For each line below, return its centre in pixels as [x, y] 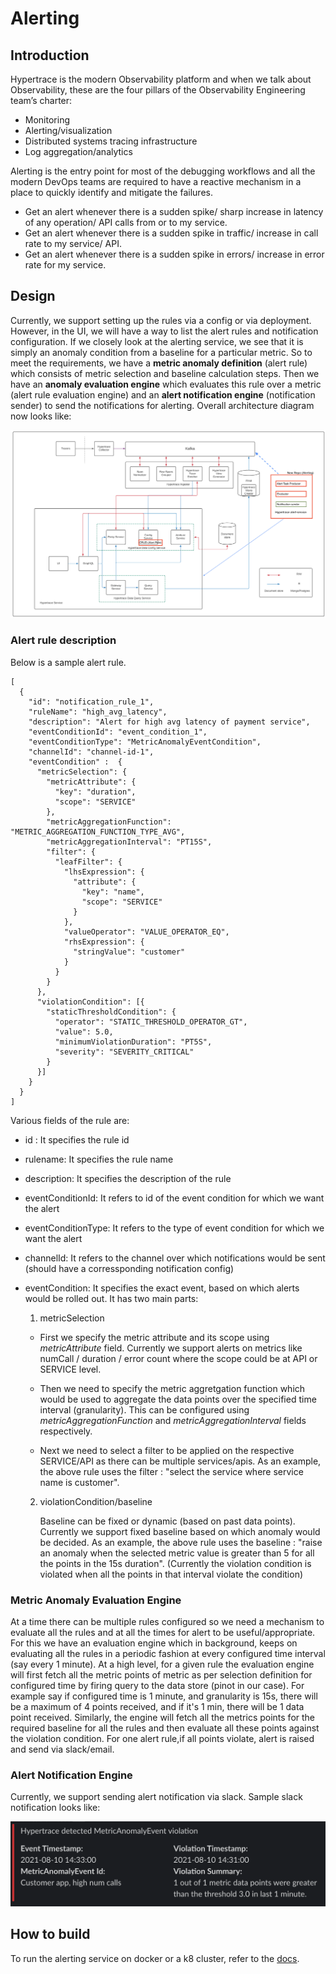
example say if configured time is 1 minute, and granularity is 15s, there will [164, 1696]
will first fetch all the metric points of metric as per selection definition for [161, 1675]
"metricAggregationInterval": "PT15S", [129, 842]
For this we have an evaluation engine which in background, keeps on [154, 1643]
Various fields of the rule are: [70, 1120]
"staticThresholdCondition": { [111, 1012]
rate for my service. [65, 265]
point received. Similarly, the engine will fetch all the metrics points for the [163, 1718]
